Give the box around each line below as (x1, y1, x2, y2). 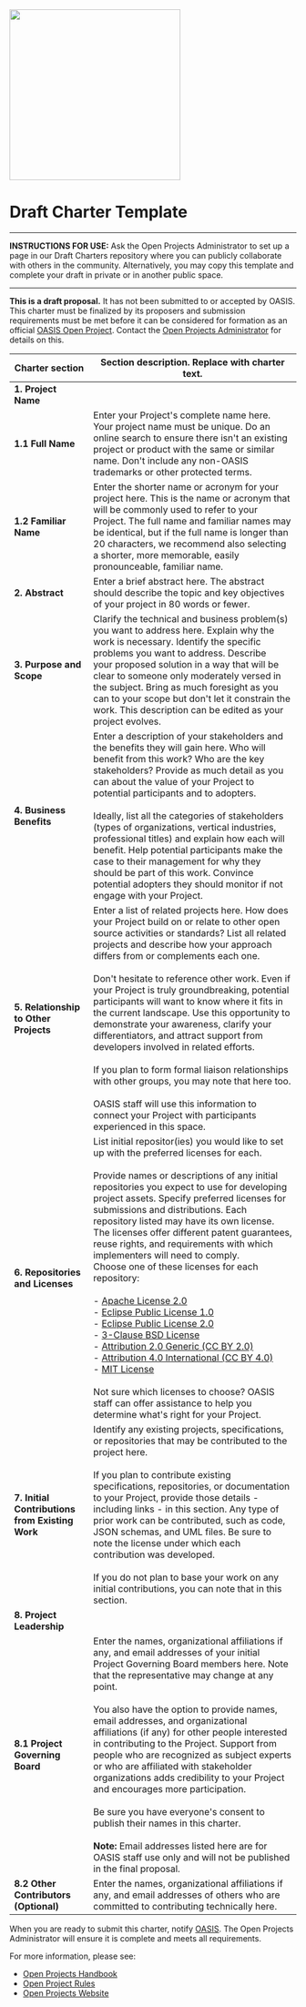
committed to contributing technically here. (93, 1900, 278, 1912)
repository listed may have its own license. (93, 1215, 275, 1228)
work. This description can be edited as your (93, 703, 284, 716)
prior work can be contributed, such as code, (93, 1513, 286, 1526)
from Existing (14, 1513, 74, 1526)
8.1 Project (14, 1737, 63, 1749)
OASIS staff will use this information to (93, 1097, 257, 1110)
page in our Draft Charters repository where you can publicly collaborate (9, 250, 282, 260)
